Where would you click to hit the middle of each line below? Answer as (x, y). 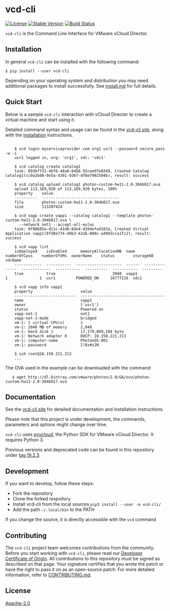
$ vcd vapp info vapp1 (38, 287)
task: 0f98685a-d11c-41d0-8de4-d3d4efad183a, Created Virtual (82, 229)
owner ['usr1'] (57, 305)
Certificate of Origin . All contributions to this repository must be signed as (83, 559)
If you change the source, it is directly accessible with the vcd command (81, 520)
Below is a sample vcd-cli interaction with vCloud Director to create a (78, 114)
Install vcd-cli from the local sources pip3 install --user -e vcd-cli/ (87, 504)
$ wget (19, 377)
